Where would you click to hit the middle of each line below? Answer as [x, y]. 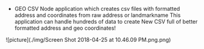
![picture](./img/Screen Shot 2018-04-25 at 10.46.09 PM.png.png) [88, 40]
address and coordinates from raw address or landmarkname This [97, 15]
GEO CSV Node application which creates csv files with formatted [97, 9]
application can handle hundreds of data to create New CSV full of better [106, 21]
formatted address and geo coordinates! [65, 28]
